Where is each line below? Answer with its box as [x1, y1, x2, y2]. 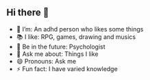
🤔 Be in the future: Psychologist [16, 42, 105, 51]
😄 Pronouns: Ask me [16, 57, 77, 65]
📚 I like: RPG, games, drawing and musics [16, 32, 136, 41]
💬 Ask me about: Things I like [16, 49, 99, 58]
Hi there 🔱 [6, 7, 49, 18]
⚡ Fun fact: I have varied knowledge [16, 64, 118, 72]
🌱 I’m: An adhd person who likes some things [16, 25, 144, 33]
